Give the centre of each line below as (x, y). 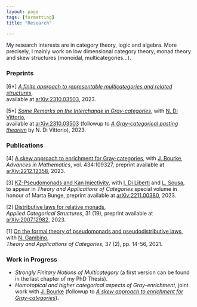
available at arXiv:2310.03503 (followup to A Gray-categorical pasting (92, 123)
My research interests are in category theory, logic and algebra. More (92, 45)
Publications (25, 145)
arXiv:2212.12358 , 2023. (36, 171)
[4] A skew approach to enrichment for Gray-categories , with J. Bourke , (95, 158)
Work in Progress (32, 259)
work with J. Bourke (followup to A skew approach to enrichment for (99, 291)
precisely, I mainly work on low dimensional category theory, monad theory (98, 51)
